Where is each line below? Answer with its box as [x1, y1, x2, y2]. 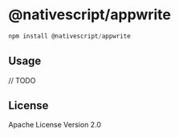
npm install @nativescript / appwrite [8, 32, 131, 40]
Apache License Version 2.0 [8, 120, 102, 130]
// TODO [8, 75, 36, 85]
